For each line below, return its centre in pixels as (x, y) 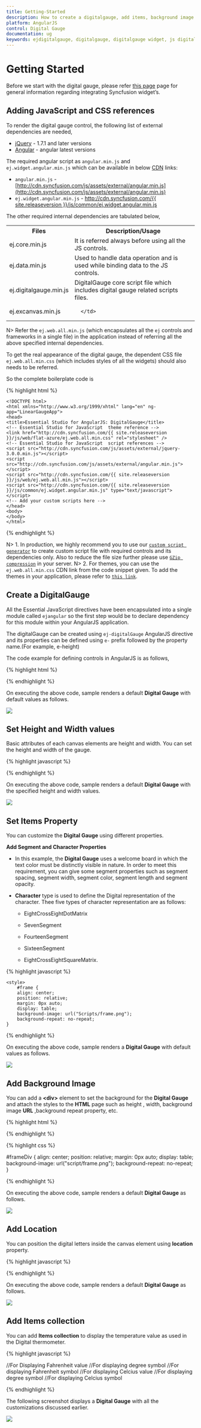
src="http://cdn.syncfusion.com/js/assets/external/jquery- (104, 448)
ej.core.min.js (28, 244)
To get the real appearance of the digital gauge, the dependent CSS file (94, 354)
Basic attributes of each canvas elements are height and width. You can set (99, 744)
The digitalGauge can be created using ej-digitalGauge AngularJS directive (100, 634)
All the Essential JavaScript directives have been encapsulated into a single (99, 609)
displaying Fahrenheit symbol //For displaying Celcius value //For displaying (99, 1371)
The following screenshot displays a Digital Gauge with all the (83, 1401)
